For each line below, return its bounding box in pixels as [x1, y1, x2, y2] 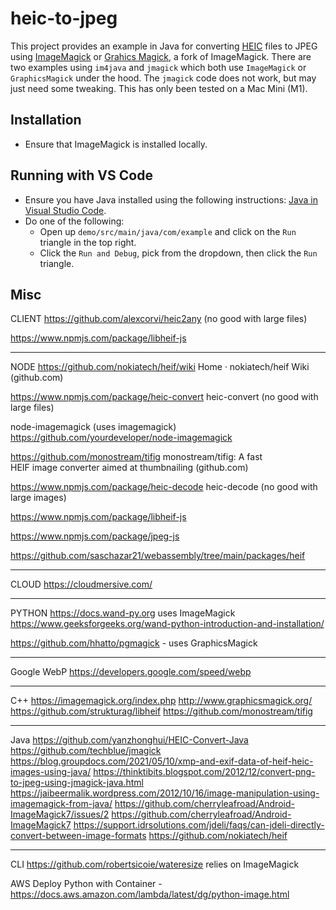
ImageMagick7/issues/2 [10, 808, 110, 821]
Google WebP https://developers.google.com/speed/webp [10, 666, 252, 678]
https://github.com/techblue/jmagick [10, 745, 162, 757]
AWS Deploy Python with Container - [10, 878, 163, 890]
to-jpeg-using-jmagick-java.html [10, 777, 145, 789]
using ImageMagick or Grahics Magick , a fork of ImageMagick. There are [10, 50, 312, 62]
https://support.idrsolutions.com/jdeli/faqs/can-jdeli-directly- [73, 819, 325, 831]
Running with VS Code [10, 167, 153, 184]
